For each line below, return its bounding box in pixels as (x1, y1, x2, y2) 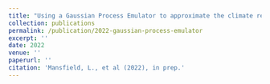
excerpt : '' (8, 34, 48, 42)
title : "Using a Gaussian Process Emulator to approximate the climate (8, 11, 253, 20)
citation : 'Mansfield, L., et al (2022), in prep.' (8, 64, 185, 72)
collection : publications (8, 19, 95, 27)
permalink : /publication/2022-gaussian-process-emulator (8, 26, 203, 34)
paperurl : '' (8, 57, 52, 65)
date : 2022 (8, 42, 45, 50)
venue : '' (8, 49, 42, 57)
